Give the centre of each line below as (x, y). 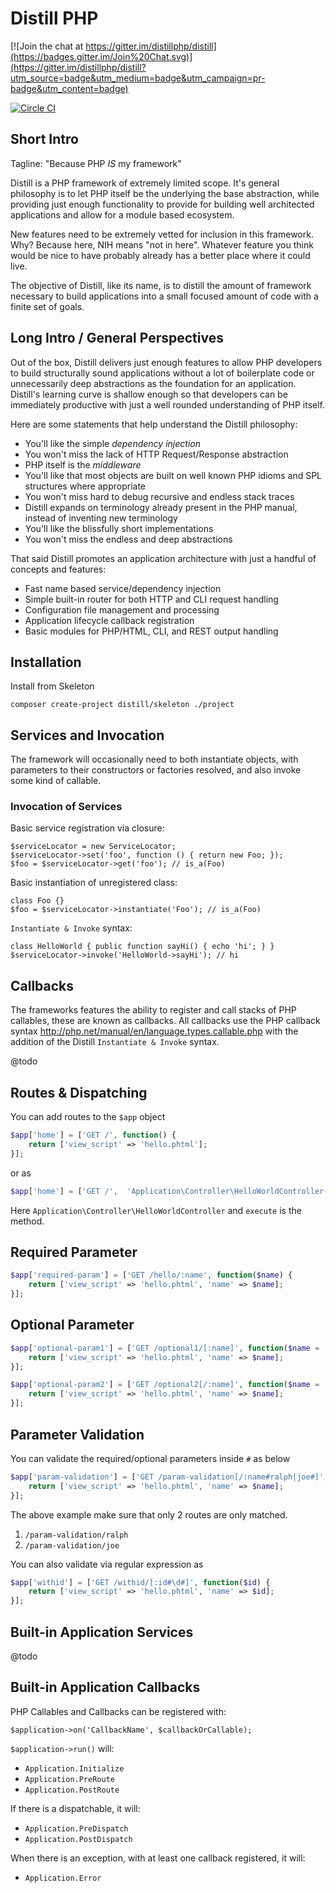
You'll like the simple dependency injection (112, 443)
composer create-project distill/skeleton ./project (122, 705)
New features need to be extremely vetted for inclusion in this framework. (162, 234)
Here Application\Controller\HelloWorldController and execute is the (156, 1210)
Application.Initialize (74, 1768)
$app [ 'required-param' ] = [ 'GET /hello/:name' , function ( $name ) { (151, 1275)
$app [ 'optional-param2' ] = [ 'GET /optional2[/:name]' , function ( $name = (165, 1385)
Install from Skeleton (52, 686)
